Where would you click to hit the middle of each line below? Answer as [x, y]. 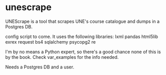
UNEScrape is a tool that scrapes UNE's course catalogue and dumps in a [82, 21]
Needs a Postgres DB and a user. [40, 67]
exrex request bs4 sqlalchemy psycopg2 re [51, 42]
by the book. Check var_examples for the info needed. [62, 57]
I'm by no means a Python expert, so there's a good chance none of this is [83, 52]
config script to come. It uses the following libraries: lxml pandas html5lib [82, 36]
